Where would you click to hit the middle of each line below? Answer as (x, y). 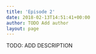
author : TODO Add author (37, 23)
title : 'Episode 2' (31, 12)
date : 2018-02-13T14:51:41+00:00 (48, 17)
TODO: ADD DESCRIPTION (40, 46)
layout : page (23, 28)
